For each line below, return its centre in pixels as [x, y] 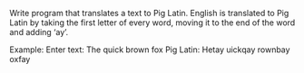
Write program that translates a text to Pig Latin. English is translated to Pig [149, 13]
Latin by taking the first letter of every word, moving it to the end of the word [152, 23]
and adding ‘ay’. [39, 32]
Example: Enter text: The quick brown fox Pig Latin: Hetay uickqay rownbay [150, 50]
